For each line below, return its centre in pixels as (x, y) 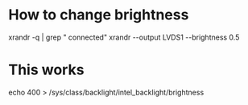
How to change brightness (99, 15)
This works (46, 70)
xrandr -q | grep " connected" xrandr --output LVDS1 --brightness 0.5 (124, 37)
